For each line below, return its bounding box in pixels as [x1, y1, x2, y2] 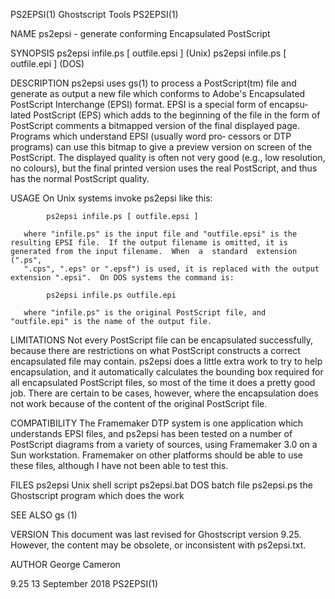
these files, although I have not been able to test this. [10, 460, 229, 471]
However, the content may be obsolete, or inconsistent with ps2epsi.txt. [10, 539, 307, 551]
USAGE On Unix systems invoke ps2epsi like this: [10, 192, 213, 204]
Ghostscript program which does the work [10, 490, 185, 501]
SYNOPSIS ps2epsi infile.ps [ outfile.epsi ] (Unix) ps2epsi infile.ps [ [10, 47, 287, 59]
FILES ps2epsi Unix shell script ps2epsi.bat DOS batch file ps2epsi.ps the [10, 479, 313, 491]
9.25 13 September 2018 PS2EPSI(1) [10, 578, 159, 589]
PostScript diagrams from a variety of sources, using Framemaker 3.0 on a [10, 439, 318, 450]
